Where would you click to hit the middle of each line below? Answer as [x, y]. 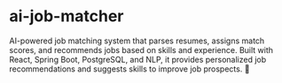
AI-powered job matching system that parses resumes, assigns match [137, 41]
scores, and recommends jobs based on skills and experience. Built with [141, 49]
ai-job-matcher [67, 16]
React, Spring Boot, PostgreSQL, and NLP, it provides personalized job [138, 59]
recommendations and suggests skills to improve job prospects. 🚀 [129, 69]
